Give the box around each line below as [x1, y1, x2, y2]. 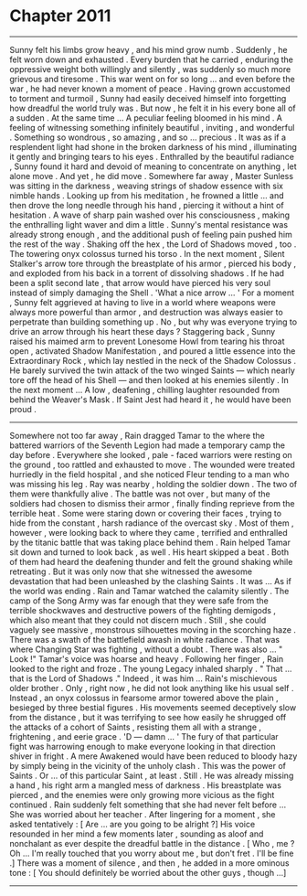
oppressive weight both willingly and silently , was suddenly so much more [9, 63, 291, 74]
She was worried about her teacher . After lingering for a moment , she [9, 808, 276, 819]
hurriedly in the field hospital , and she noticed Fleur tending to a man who [9, 468, 290, 480]
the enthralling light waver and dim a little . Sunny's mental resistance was [9, 219, 289, 229]
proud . [9, 403, 37, 414]
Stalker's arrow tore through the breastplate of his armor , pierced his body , [9, 258, 297, 269]
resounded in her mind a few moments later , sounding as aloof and [9, 828, 264, 839]
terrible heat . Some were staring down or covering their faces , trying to [9, 507, 281, 518]
